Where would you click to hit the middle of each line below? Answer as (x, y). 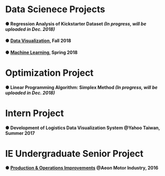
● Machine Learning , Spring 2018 (42, 52)
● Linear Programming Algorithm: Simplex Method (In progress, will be (81, 87)
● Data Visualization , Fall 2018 (38, 41)
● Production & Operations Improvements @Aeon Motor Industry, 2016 (82, 168)
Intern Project (35, 113)
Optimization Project (49, 73)
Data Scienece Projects (55, 9)
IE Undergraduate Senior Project (74, 153)
